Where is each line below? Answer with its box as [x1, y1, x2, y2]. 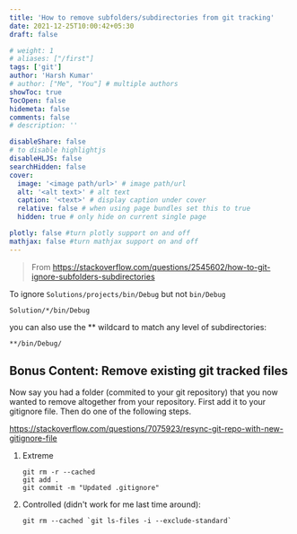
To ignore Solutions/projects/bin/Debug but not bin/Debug [9, 288, 226, 299]
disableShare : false [9, 137, 87, 146]
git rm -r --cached [22, 468, 96, 477]
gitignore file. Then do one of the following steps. [9, 406, 191, 417]
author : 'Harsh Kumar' [9, 71, 94, 81]
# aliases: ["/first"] [9, 55, 94, 64]
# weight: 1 [9, 46, 54, 55]
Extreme [22, 451, 54, 461]
